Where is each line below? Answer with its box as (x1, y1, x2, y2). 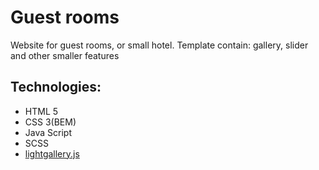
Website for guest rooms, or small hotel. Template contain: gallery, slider (10, 39, 309, 51)
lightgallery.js (24, 147, 80, 160)
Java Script (24, 126, 72, 138)
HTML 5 (24, 105, 59, 117)
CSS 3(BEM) (24, 116, 77, 128)
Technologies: (10, 79, 102, 96)
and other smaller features (10, 49, 120, 61)
